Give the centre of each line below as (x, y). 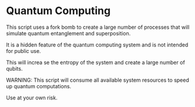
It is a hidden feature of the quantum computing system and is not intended (97, 45)
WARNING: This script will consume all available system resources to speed (97, 80)
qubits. (14, 68)
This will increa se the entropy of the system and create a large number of (95, 62)
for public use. (23, 51)
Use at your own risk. (32, 98)
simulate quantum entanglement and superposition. (68, 33)
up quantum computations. (39, 86)
